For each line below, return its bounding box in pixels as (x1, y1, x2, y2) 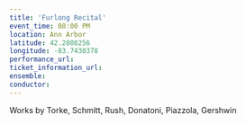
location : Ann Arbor (9, 30, 87, 39)
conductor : (9, 80, 50, 89)
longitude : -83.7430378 (9, 47, 99, 56)
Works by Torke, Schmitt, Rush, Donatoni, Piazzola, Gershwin (9, 104, 237, 115)
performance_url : (9, 55, 75, 64)
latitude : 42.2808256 (9, 38, 91, 48)
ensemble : (9, 72, 47, 81)
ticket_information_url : (9, 64, 103, 73)
